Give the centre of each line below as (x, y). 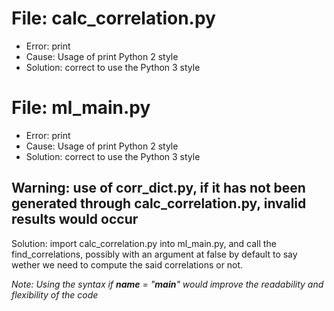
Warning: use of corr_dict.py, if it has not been (158, 188)
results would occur (75, 219)
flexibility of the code (55, 294)
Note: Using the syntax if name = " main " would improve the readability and (167, 284)
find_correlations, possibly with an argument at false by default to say (154, 254)
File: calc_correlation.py (113, 18)
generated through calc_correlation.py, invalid (159, 203)
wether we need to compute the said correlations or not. (127, 264)
